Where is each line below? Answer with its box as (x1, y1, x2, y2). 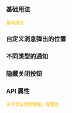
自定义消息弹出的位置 (6, 35, 66, 43)
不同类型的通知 (6, 52, 49, 60)
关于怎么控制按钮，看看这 (6, 102, 60, 108)
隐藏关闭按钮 (6, 70, 43, 78)
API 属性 (6, 87, 30, 95)
